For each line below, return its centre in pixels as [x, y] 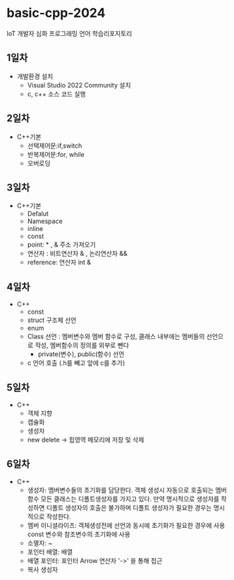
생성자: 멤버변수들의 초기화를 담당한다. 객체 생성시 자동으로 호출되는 [121, 490]
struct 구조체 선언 [52, 320]
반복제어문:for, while [56, 154]
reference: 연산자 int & [59, 262]
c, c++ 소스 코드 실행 [56, 94]
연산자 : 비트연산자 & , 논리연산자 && [77, 254]
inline [35, 229]
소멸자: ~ [40, 543]
